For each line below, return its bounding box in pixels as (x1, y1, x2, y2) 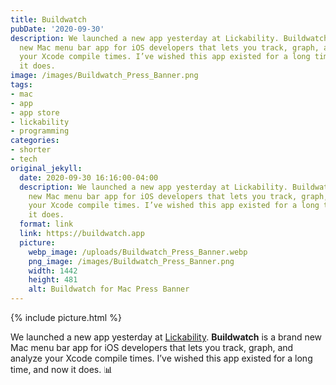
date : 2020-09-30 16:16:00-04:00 (19, 172, 159, 183)
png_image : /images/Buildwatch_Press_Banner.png (28, 256, 235, 266)
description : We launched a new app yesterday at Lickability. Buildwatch (10, 33, 329, 43)
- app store (10, 107, 60, 118)
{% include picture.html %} (10, 312, 122, 323)
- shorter (10, 145, 52, 155)
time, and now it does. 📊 (10, 364, 113, 375)
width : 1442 (28, 266, 78, 276)
